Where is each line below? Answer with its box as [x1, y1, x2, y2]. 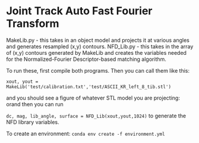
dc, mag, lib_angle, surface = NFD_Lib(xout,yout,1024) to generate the [6, 112, 187, 119]
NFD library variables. [6, 118, 59, 126]
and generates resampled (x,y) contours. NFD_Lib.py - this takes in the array [6, 43, 194, 50]
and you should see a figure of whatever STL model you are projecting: [6, 94, 180, 101]
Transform [6, 17, 59, 30]
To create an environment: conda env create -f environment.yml [6, 130, 165, 137]
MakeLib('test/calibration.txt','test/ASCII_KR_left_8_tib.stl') [6, 83, 171, 90]
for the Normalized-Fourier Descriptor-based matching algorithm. [6, 55, 166, 63]
